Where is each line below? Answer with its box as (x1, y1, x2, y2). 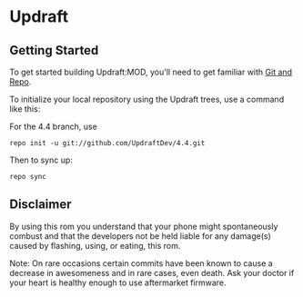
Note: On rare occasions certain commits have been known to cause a (9, 257, 273, 269)
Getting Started (9, 43, 99, 58)
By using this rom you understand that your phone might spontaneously (9, 221, 278, 232)
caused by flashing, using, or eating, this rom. (9, 240, 181, 251)
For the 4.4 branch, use (9, 121, 97, 132)
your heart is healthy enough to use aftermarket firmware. (9, 277, 227, 288)
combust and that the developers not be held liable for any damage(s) (9, 230, 271, 242)
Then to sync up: (9, 154, 73, 165)
